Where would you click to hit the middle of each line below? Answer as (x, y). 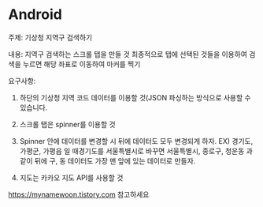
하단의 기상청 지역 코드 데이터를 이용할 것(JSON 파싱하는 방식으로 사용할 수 (135, 97)
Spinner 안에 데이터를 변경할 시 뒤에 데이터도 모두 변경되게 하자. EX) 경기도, (136, 141)
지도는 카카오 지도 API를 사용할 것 (71, 177)
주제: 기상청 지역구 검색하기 (50, 37)
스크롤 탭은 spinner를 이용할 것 (67, 124)
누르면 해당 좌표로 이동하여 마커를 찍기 (81, 64)
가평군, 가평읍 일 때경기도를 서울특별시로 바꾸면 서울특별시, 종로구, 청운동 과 (136, 151)
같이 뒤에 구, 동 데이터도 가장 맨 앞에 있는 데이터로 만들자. (107, 160)
